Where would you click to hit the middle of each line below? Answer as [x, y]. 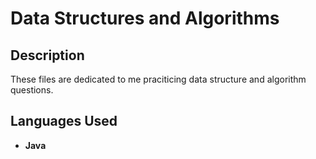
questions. [32, 90]
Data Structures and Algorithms [145, 18]
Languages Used [64, 121]
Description [47, 55]
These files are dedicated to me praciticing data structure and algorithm [158, 79]
